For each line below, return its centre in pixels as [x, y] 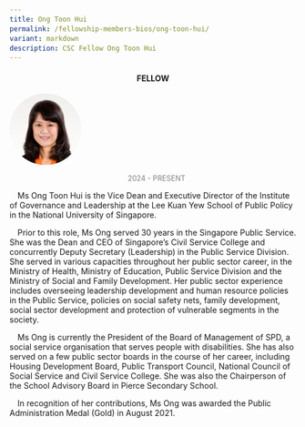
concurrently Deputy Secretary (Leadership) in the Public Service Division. [149, 252]
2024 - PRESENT [156, 179]
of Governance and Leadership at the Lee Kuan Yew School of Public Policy [151, 206]
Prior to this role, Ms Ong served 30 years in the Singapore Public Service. [157, 233]
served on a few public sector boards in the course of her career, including [150, 357]
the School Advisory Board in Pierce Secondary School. [114, 386]
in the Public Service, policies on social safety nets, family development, [145, 300]
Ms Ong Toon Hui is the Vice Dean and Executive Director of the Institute [154, 196]
